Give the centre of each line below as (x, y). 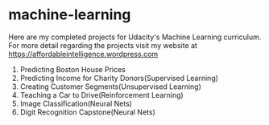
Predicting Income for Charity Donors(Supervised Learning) (119, 78)
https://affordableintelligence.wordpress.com (83, 54)
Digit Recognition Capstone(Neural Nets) (87, 112)
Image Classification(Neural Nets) (76, 103)
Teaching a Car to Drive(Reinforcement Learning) (101, 95)
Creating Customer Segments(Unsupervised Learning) (110, 87)
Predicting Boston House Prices (73, 69)
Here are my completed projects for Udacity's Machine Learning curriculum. (135, 37)
